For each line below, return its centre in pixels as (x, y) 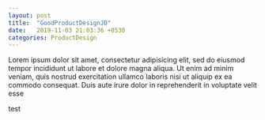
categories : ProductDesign (53, 37)
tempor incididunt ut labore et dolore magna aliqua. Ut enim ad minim (121, 69)
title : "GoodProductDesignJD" (60, 23)
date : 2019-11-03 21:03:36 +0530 (67, 30)
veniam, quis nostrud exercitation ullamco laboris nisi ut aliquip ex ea (120, 77)
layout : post (30, 15)
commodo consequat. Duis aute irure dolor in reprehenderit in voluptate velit (132, 85)
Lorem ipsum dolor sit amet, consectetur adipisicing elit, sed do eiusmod (127, 60)
